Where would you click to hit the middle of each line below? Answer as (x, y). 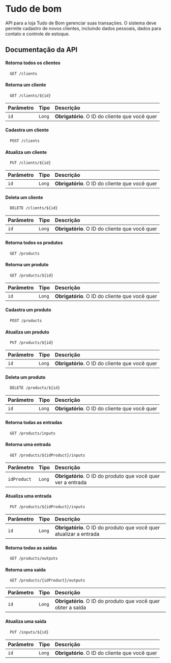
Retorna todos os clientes (33, 63)
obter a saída (70, 607)
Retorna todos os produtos (34, 242)
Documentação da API (41, 50)
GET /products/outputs (34, 559)
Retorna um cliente (26, 85)
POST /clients (25, 141)
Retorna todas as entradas (34, 422)
